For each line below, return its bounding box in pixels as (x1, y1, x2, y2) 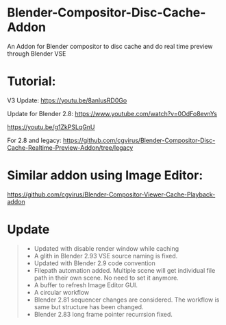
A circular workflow (34, 288, 90, 296)
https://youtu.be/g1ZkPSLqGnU (7, 122, 95, 131)
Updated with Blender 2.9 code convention (34, 259, 155, 267)
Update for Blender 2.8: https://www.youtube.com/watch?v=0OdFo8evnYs (7, 109, 218, 117)
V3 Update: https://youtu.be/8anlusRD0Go (7, 96, 127, 104)
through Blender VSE (7, 49, 66, 58)
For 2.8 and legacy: (7, 136, 62, 144)
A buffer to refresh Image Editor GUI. (34, 280, 138, 289)
